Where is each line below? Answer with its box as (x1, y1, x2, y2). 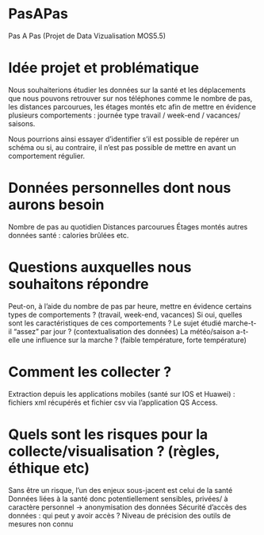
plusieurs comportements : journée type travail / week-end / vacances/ (8, 110, 241, 120)
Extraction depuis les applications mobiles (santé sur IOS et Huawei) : (8, 389, 235, 398)
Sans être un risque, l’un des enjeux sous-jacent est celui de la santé (8, 485, 233, 495)
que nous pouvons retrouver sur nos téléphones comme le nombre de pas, (8, 93, 253, 103)
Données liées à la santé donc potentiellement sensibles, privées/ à (8, 494, 228, 503)
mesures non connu (8, 519, 74, 529)
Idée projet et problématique (8, 59, 200, 77)
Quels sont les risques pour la (8, 425, 209, 443)
